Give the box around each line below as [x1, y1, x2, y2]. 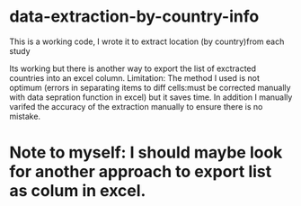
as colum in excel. [9, 181, 146, 202]
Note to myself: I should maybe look [9, 142, 283, 163]
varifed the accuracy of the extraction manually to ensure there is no [9, 101, 263, 112]
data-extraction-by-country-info [9, 6, 260, 27]
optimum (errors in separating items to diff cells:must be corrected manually [9, 82, 291, 93]
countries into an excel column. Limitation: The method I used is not [9, 72, 261, 83]
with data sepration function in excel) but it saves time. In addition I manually [9, 92, 293, 103]
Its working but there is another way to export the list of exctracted [9, 63, 257, 74]
